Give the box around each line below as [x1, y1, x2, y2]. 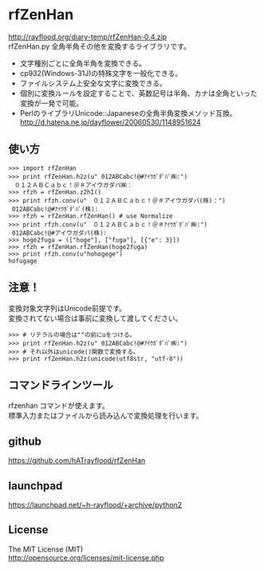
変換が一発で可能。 [19, 98, 84, 108]
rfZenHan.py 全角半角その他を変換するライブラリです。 [8, 42, 192, 51]
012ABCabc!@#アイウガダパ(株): [11, 229, 108, 237]
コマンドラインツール [8, 378, 113, 392]
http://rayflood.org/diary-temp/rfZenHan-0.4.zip [8, 32, 168, 42]
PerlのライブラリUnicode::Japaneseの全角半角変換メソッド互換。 [19, 108, 237, 117]
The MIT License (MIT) [8, 544, 84, 554]
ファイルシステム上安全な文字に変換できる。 [19, 78, 168, 88]
